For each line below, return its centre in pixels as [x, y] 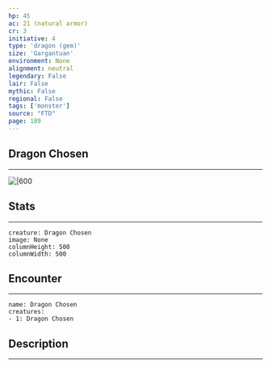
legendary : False [38, 76]
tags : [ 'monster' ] [39, 106]
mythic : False [32, 91]
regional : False [35, 99]
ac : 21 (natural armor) [48, 23]
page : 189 [25, 121]
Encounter [35, 279]
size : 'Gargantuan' [41, 53]
